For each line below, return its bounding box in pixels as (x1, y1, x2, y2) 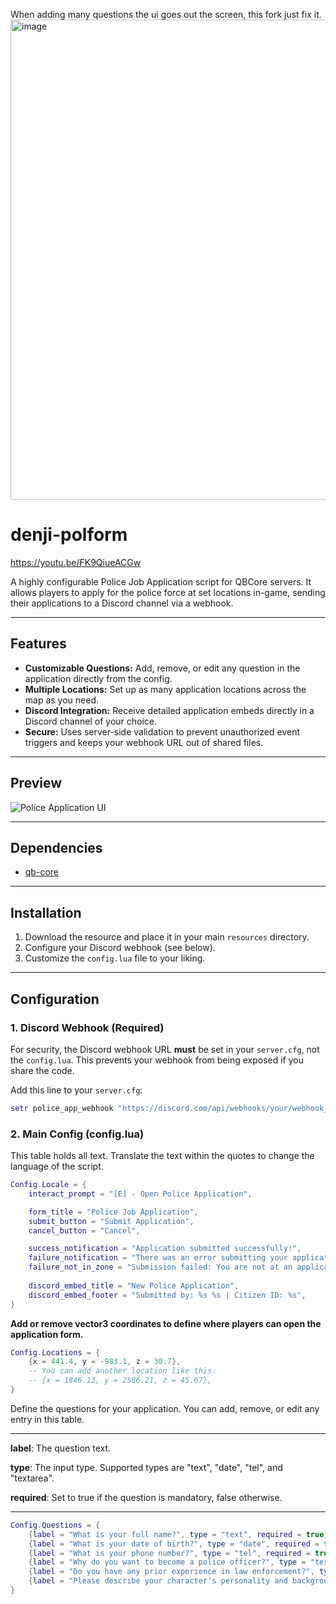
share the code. (10, 1064, 75, 1076)
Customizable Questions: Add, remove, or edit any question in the (24, 662, 301, 674)
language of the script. (10, 1160, 104, 1173)
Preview (10, 775, 63, 792)
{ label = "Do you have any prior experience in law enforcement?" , (28, 1567, 315, 1577)
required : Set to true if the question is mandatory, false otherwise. (10, 1491, 283, 1503)
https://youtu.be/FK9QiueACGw (10, 556, 142, 568)
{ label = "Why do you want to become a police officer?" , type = (28, 1557, 307, 1568)
